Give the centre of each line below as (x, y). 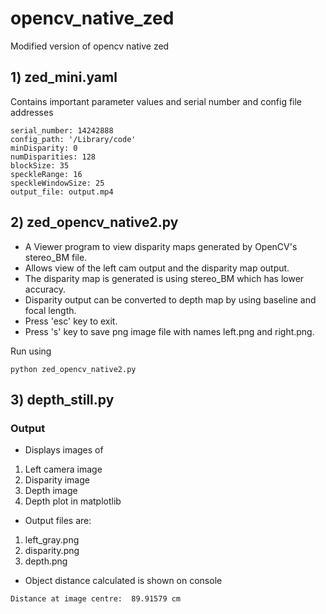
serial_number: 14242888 (62, 130)
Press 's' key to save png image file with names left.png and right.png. (169, 331)
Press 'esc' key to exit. (71, 321)
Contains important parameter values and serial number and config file (156, 101)
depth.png (46, 561)
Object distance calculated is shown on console (123, 581)
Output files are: (58, 521)
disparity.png (52, 551)
